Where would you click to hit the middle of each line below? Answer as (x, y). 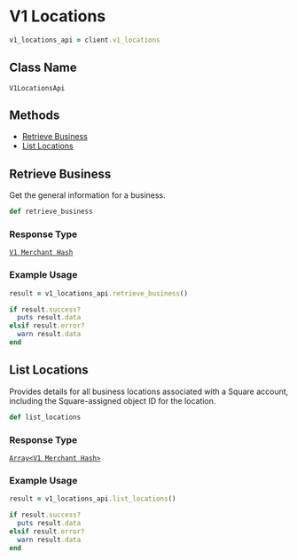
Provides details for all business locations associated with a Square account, (149, 391)
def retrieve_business (51, 212)
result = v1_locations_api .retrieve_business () (99, 293)
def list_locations (45, 417)
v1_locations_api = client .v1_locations (85, 40)
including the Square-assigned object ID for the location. (113, 400)
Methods (35, 116)
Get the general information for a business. (87, 195)
